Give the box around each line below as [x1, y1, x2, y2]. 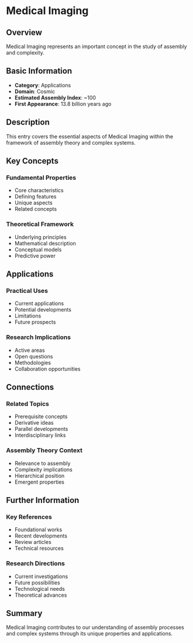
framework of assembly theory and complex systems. [6, 139, 136, 146]
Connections [6, 382, 54, 392]
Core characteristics [14, 187, 64, 194]
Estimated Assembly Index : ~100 [14, 94, 96, 101]
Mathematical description [14, 240, 76, 247]
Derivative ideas [14, 419, 54, 426]
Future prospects [14, 319, 56, 326]
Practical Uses [6, 286, 49, 295]
